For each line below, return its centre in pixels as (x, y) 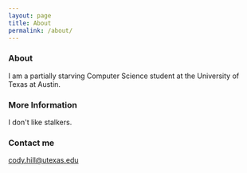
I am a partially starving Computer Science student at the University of (124, 76)
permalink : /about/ (41, 30)
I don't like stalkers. (40, 122)
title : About (30, 23)
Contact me (31, 143)
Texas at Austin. (35, 84)
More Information (43, 104)
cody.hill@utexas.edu (43, 160)
